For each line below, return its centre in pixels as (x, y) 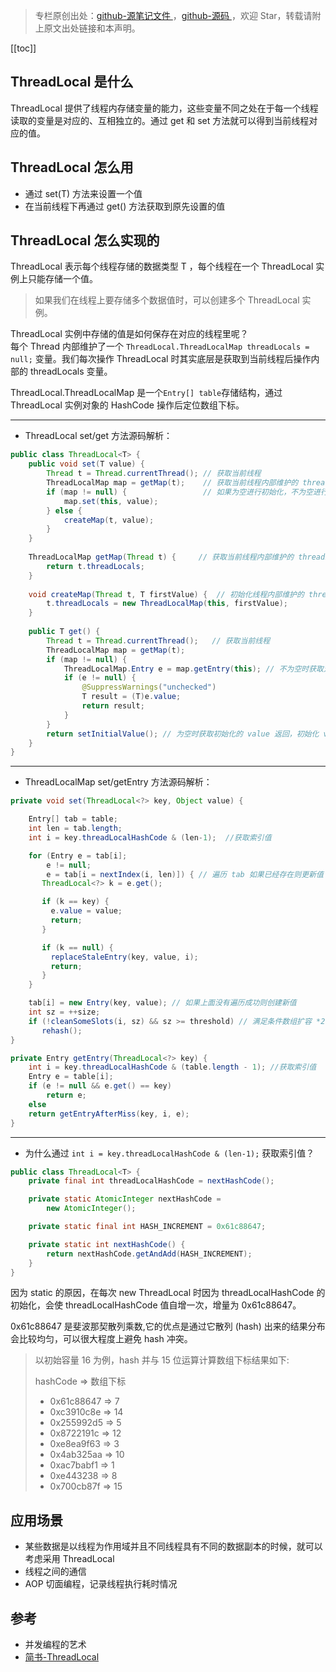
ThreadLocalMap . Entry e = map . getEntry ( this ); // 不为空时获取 (193, 669)
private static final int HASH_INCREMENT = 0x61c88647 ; (147, 1227)
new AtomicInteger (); (91, 1209)
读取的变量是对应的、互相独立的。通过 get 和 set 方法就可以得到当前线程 (160, 120)
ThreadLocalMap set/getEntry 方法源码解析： (118, 782)
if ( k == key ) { (75, 902)
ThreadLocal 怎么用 (72, 167)
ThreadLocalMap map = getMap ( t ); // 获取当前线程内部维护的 (172, 483)
